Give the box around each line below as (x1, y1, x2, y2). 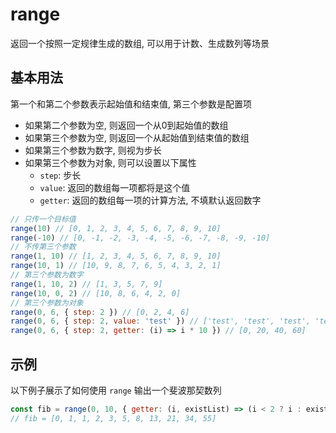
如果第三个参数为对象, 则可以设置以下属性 (24, 156, 197, 168)
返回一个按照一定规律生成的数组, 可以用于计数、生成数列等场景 (10, 37, 270, 49)
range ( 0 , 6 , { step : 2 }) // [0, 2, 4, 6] (10, 307, 190, 317)
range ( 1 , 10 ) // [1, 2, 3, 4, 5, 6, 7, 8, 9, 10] (10, 251, 222, 262)
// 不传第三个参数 (10, 242, 77, 252)
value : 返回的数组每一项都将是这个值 (39, 181, 191, 193)
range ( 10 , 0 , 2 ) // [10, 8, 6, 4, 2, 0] (10, 288, 182, 298)
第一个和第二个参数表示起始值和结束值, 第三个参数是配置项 (10, 98, 252, 110)
